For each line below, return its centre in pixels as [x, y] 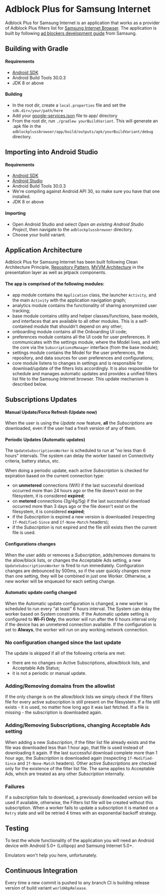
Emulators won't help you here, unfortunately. [51, 855]
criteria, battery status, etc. [32, 461]
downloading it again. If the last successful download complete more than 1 [81, 753]
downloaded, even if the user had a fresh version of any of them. [71, 428]
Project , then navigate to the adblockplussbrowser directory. [73, 229]
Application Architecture [44, 250]
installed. [21, 196]
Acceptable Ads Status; [36, 668]
